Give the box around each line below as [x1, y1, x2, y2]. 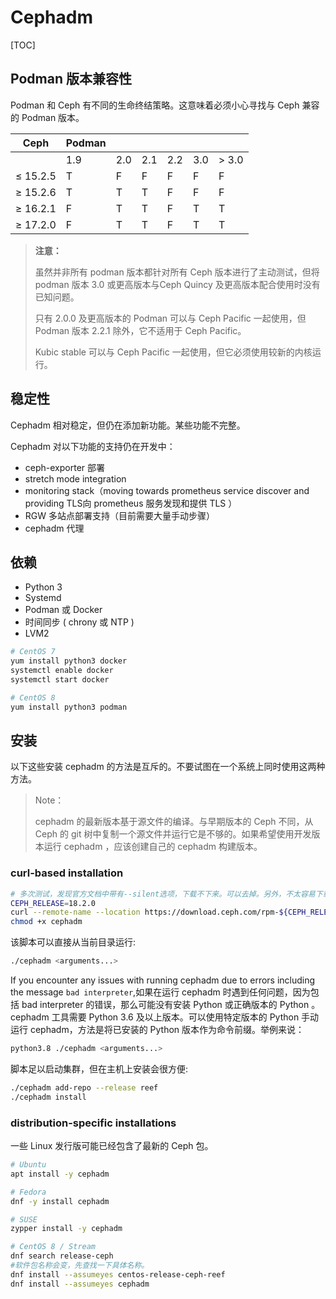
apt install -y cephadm [10, 1169, 110, 1179]
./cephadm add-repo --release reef [10, 1082, 159, 1093]
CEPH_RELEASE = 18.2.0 [10, 898, 97, 908]
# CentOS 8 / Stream [10, 1242, 97, 1252]
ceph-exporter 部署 [24, 461, 106, 473]
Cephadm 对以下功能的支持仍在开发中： [10, 440, 176, 452]
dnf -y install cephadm [10, 1196, 110, 1206]
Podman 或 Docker [24, 604, 103, 616]
